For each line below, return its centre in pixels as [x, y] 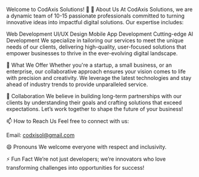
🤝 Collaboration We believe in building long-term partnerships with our [94, 96]
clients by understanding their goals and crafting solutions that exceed [94, 102]
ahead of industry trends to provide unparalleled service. [77, 84]
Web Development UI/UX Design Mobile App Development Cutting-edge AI [100, 34]
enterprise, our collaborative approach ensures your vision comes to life [96, 72]
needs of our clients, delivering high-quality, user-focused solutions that [96, 47]
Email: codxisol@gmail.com [41, 135]
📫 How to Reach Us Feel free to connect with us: [68, 121]
